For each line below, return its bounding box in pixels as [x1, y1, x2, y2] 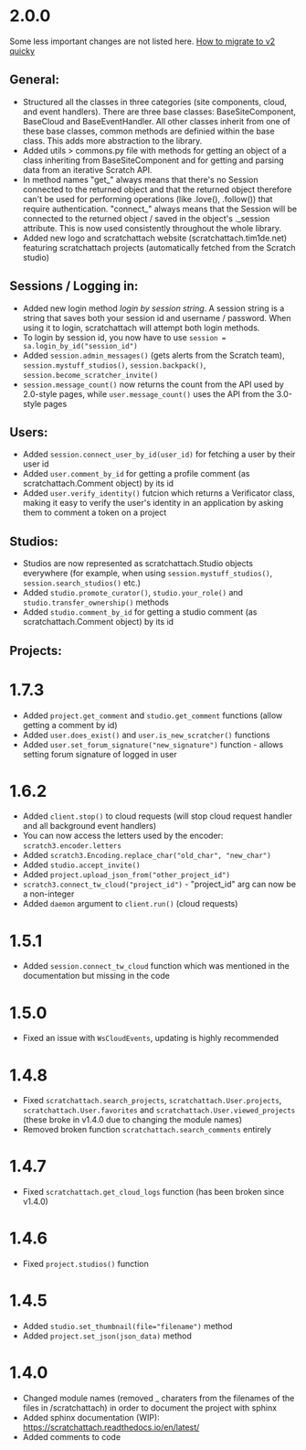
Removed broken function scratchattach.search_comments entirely [22, 1124, 271, 1135]
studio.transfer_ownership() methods [22, 596, 169, 608]
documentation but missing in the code [22, 971, 171, 982]
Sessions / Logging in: [9, 278, 139, 294]
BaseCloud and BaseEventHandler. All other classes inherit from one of [22, 115, 290, 126]
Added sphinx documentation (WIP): [22, 1412, 160, 1423]
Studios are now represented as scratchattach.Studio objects [22, 558, 254, 569]
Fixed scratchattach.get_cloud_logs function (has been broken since [22, 1187, 285, 1198]
